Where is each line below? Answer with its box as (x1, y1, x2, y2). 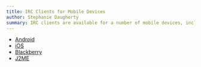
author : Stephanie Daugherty (6, 14, 79, 20)
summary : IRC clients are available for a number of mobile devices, (6, 20, 184, 25)
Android (14, 36, 35, 43)
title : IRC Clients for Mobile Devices (6, 8, 106, 15)
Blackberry (14, 49, 42, 56)
